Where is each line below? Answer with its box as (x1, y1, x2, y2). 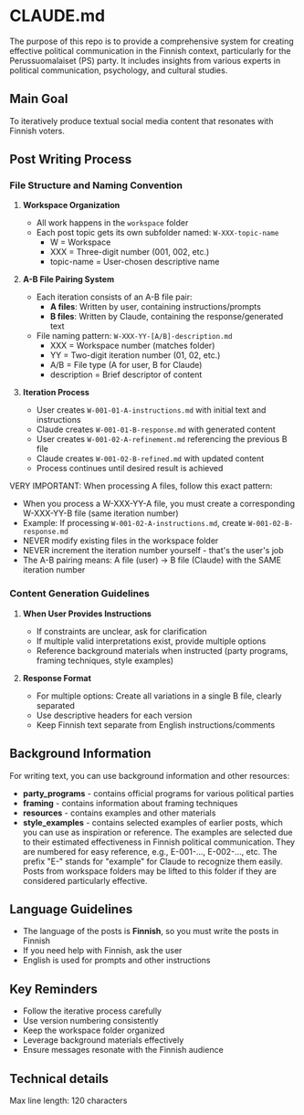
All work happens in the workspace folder (36, 217, 189, 228)
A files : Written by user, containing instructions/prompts (49, 301, 262, 312)
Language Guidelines (9, 901, 133, 917)
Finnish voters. (9, 125, 66, 136)
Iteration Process (22, 387, 89, 398)
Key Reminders (9, 981, 99, 996)
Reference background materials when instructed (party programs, (36, 645, 288, 656)
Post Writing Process (9, 152, 132, 167)
